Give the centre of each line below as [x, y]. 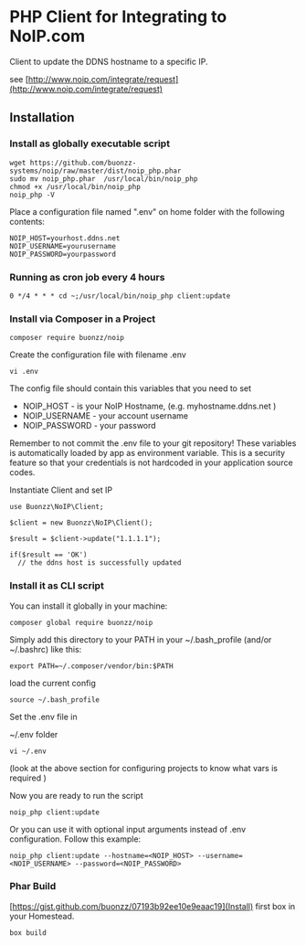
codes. [22, 472]
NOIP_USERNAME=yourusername [63, 246]
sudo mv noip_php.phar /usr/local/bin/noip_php [104, 179]
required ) [28, 778]
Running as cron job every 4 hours [87, 277]
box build [28, 933]
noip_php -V [32, 195]
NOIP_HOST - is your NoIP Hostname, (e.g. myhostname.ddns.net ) [149, 406]
